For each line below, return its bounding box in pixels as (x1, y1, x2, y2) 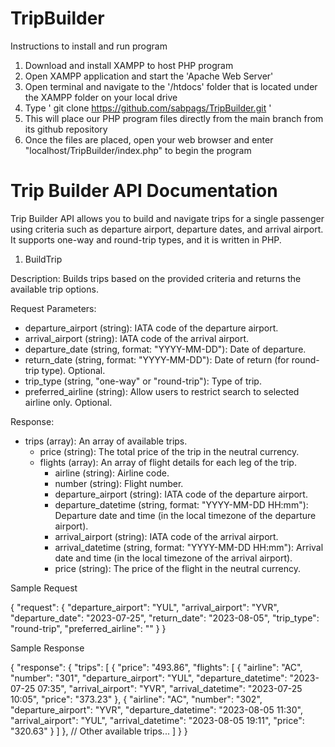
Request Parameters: (10, 302, 97, 314)
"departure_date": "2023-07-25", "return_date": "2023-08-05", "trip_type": (10, 612, 320, 624)
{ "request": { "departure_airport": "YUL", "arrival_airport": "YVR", (10, 601, 280, 613)
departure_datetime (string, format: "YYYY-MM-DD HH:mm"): (54, 498, 309, 511)
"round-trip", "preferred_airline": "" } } (10, 622, 167, 634)
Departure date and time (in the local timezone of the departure (54, 509, 317, 521)
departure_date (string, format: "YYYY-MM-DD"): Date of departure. (24, 343, 307, 355)
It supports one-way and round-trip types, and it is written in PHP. (10, 233, 282, 246)
